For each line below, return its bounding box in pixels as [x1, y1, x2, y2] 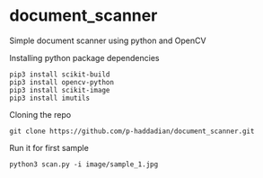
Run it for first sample [9, 142, 90, 153]
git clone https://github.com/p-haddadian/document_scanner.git [9, 127, 255, 136]
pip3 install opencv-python [9, 77, 115, 86]
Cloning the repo [9, 109, 72, 120]
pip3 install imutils [9, 93, 91, 102]
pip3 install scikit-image [9, 85, 110, 94]
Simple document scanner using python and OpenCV [9, 35, 206, 46]
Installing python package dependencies [9, 52, 160, 63]
